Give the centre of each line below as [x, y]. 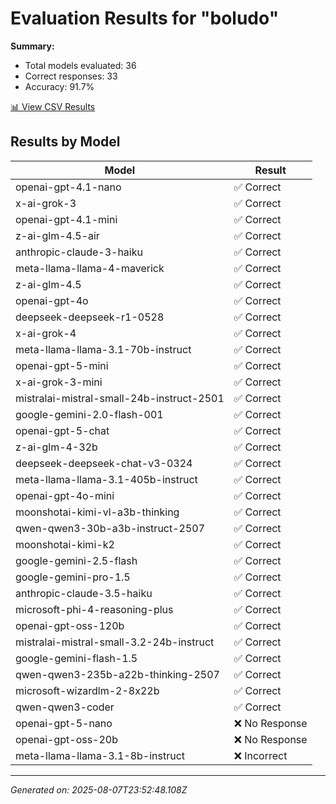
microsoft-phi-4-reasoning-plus [94, 609]
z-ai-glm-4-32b [56, 447]
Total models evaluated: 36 [80, 65]
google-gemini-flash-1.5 [76, 658]
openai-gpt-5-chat [62, 430]
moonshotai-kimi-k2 [65, 544]
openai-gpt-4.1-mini [66, 219]
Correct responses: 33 [71, 76]
